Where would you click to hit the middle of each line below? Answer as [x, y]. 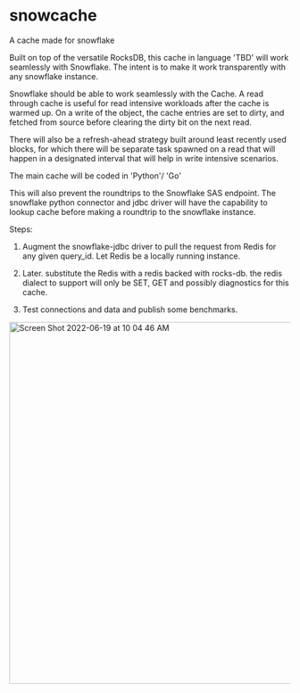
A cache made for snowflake [62, 40]
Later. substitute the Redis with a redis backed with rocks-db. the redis [152, 273]
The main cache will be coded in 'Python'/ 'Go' [95, 176]
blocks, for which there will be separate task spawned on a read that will [142, 149]
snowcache [53, 16]
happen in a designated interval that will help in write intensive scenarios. [144, 158]
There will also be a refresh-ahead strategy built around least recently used [148, 139]
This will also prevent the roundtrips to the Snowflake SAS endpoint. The [143, 193]
